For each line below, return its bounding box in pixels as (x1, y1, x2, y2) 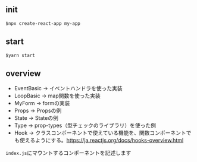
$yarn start (5, 52, 35, 58)
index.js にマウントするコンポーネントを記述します (5, 150, 132, 157)
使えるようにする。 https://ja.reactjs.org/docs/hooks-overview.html (19, 136, 184, 144)
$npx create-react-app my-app (5, 20, 81, 26)
